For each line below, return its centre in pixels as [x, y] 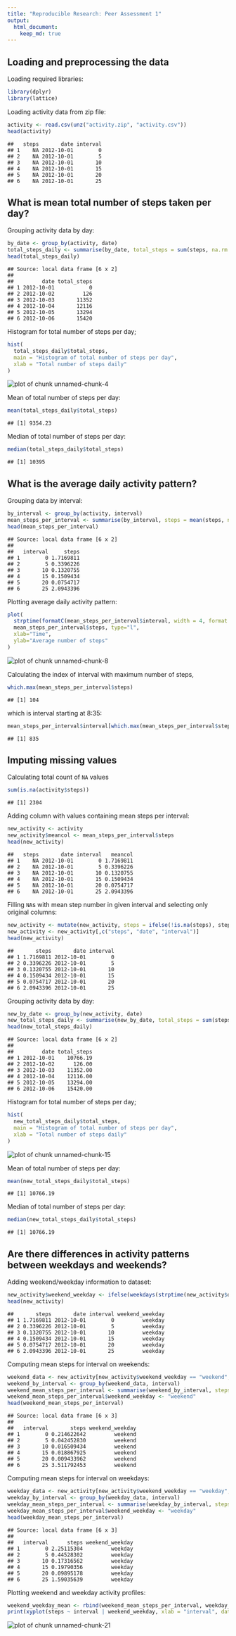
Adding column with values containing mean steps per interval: [98, 816]
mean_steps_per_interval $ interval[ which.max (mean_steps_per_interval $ [113, 726]
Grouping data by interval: [45, 500]
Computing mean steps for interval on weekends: [79, 1364]
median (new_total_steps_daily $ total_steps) [72, 1220]
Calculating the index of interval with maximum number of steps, [101, 674]
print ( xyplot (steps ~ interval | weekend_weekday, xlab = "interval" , [113, 1612]
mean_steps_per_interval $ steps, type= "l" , [77, 627]
